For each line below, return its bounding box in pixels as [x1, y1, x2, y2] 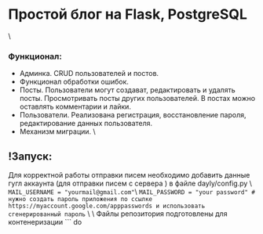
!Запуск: [8, 149, 53, 163]
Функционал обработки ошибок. [19, 77, 130, 87]
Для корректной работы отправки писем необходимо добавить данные [8, 171, 250, 180]
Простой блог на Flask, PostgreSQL [8, 5, 247, 23]
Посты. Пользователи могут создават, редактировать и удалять [19, 85, 236, 95]
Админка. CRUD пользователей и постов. [19, 69, 159, 78]
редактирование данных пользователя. [19, 119, 153, 128]
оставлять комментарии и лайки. [19, 102, 132, 111]
